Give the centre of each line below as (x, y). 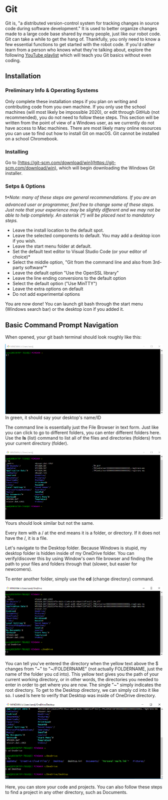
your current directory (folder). (37, 443)
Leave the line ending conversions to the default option (69, 278)
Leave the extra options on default (48, 289)
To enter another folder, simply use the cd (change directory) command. (79, 579)
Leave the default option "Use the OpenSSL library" (65, 273)
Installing (17, 151)
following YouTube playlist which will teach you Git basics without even (78, 55)
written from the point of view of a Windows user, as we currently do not (80, 123)
